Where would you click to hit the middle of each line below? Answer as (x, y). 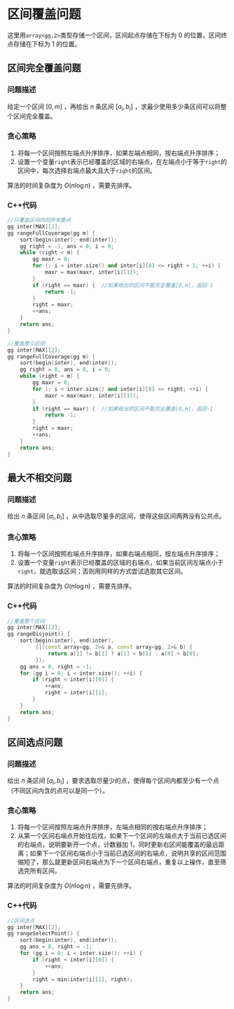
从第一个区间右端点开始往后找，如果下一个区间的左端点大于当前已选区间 (122, 836)
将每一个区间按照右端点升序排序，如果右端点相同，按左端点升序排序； (119, 554)
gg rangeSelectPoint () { (43, 934)
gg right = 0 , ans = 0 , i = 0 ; (66, 370)
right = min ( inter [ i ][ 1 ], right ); (83, 979)
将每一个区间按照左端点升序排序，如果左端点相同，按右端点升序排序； (119, 153)
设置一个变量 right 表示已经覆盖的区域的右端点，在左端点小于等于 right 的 (122, 161)
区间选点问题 (35, 742)
